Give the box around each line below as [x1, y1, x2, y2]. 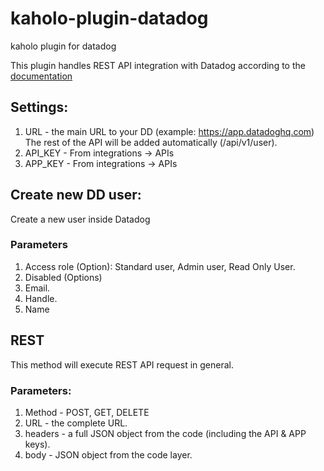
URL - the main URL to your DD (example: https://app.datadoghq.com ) [24, 125, 315, 137]
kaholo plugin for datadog [10, 40, 117, 52]
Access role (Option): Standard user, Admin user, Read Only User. [24, 260, 296, 272]
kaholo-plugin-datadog [10, 7, 209, 30]
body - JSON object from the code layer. [24, 448, 193, 461]
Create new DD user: [10, 187, 142, 204]
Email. [24, 282, 51, 294]
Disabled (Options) [24, 271, 103, 283]
